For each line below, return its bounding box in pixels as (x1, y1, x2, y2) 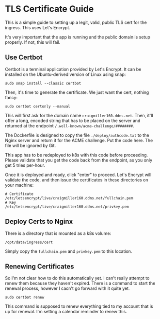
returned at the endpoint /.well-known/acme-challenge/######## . (5, 123, 134, 128)
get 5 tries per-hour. (5, 162, 45, 168)
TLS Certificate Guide (5, 3, 94, 15)
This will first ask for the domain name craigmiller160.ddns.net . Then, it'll (5, 112, 154, 118)
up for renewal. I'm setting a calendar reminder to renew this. (5, 309, 127, 315)
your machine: (5, 182, 34, 188)
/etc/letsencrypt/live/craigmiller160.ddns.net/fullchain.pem (5, 195, 133, 200)
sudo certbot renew (5, 295, 45, 300)
